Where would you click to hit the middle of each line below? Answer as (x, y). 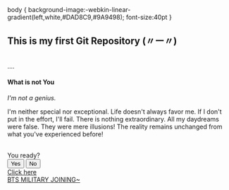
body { (17, 10)
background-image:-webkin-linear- (79, 10)
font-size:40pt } (149, 17)
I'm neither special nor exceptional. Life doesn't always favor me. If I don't (114, 112)
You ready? (24, 155)
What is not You (31, 82)
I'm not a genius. (32, 98)
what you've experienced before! (55, 134)
